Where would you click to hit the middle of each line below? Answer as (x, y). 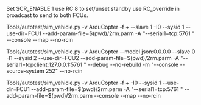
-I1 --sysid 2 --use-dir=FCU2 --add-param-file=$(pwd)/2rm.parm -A (93, 58)
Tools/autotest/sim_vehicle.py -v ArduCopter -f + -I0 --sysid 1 (84, 83)
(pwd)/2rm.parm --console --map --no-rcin (106, 96)
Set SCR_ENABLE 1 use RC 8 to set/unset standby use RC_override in (93, 9)
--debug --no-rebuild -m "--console (133, 64)
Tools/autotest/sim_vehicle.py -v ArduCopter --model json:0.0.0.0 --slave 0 (101, 52)
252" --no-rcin (64, 71)
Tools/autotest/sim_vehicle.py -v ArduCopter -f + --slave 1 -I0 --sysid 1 (95, 27)
